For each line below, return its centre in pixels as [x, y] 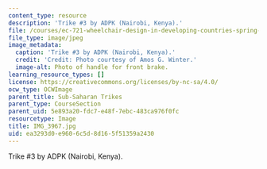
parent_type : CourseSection [55, 104]
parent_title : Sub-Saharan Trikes [66, 97]
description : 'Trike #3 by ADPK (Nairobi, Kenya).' [95, 23]
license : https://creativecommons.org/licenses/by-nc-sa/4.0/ [113, 82]
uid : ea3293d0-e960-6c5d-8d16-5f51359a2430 [81, 133]
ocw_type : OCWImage [41, 89]
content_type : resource [48, 15]
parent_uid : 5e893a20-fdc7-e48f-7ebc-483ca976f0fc [94, 112]
